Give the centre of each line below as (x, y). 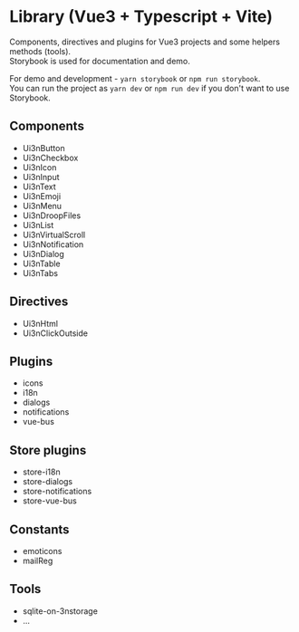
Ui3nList (38, 225)
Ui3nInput (41, 177)
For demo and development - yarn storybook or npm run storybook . (135, 78)
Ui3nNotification (53, 244)
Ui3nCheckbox (50, 158)
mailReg (38, 560)
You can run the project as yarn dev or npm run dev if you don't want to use (149, 88)
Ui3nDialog (43, 254)
